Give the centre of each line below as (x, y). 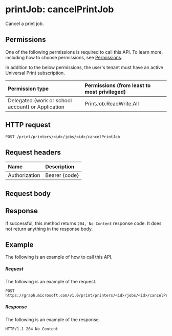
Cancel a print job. (25, 24)
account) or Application (36, 107)
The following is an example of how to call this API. (59, 257)
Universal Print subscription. (35, 73)
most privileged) (105, 92)
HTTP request (28, 125)
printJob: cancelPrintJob (60, 9)
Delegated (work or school (40, 100)
